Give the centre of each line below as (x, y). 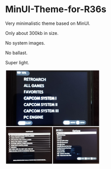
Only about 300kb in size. (32, 33)
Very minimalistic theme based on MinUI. (48, 23)
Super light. (17, 62)
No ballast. (16, 53)
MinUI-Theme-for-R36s (56, 9)
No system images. (25, 43)
